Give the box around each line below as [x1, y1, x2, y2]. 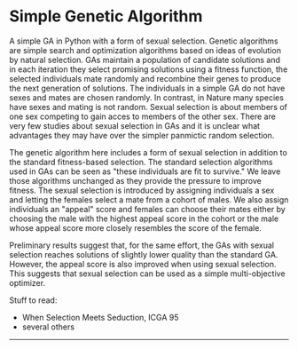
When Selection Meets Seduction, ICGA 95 [21, 312, 179, 322]
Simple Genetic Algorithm [9, 6, 203, 27]
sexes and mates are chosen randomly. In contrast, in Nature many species [9, 91, 284, 103]
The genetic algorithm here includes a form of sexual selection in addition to [9, 147, 288, 157]
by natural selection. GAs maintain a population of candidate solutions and [9, 54, 281, 65]
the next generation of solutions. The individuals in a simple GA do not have [9, 83, 286, 93]
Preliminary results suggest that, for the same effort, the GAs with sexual [9, 240, 275, 250]
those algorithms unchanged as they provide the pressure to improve [9, 175, 262, 186]
